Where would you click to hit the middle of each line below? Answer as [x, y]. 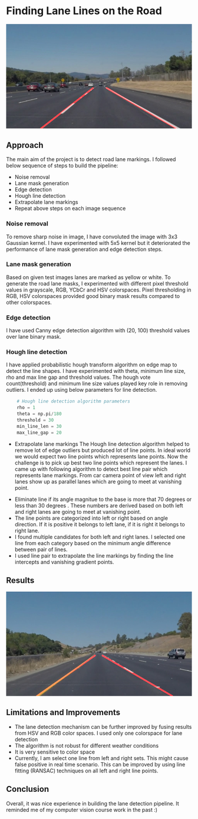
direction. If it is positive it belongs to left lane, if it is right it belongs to [100, 524]
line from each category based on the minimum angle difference [93, 543]
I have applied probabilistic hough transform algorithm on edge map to [92, 365]
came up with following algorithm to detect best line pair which [91, 469]
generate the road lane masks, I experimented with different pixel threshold [97, 283]
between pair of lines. [41, 549]
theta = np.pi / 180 [39, 414]
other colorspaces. [29, 302]
